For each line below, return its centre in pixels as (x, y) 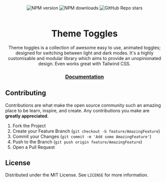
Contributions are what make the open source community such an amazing (83, 105)
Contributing (26, 93)
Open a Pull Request (34, 147)
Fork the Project (29, 126)
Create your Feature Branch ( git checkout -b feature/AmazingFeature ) (86, 131)
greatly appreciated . (27, 116)
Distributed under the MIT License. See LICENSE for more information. (77, 175)
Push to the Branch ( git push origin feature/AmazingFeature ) (77, 142)
